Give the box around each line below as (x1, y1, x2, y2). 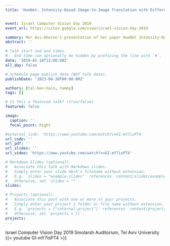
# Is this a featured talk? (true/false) (5, 100, 94, 105)
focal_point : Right (10, 122, 51, 128)
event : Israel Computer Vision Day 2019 (5, 21, 92, 26)
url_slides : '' (5, 146, 37, 151)
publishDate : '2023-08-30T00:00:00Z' (5, 76, 85, 81)
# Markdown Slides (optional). (5, 160, 71, 165)
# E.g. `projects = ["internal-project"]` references (5, 206, 125, 211)
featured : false (5, 104, 39, 109)
